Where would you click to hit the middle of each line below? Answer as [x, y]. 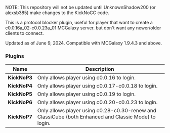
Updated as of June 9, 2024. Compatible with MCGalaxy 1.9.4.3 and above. [84, 43]
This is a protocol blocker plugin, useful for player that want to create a [79, 23]
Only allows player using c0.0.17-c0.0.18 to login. [97, 86]
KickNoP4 [20, 86]
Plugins [15, 56]
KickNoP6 [20, 102]
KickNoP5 [20, 94]
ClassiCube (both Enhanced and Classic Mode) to [96, 117]
